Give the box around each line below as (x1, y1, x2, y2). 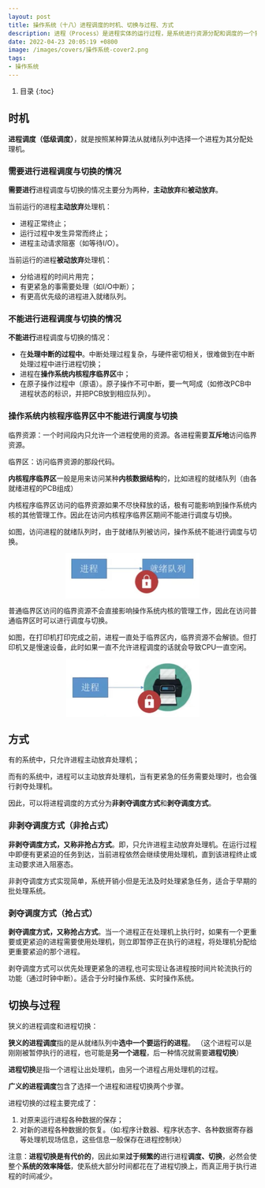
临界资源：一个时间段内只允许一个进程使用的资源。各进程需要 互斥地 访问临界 (8, 430, 257, 440)
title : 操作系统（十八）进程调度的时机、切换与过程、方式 (8, 21, 174, 29)
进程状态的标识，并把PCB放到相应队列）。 (19, 389, 155, 399)
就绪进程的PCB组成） (8, 483, 78, 493)
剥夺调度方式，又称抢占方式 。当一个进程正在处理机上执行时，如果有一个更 (8, 927, 250, 936)
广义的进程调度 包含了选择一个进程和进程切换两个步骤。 (8, 1081, 188, 1091)
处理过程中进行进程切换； (19, 359, 103, 369)
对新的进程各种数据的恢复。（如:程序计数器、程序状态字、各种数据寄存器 (19, 1125, 254, 1134)
